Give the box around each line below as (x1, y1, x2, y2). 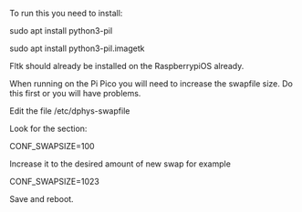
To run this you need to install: (9, 8, 123, 18)
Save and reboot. (9, 194, 75, 204)
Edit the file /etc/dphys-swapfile (9, 106, 130, 116)
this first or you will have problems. (9, 88, 141, 98)
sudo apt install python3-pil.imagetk (9, 43, 145, 54)
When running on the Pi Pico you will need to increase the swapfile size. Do (9, 78, 294, 89)
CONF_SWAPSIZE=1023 (9, 177, 100, 187)
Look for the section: (9, 123, 88, 134)
